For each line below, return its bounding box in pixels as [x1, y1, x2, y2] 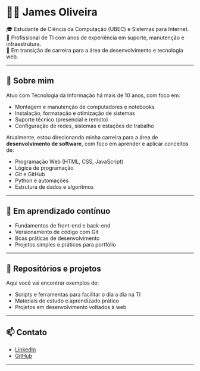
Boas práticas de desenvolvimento [14, 235, 100, 242]
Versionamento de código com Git [14, 228, 99, 235]
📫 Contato [6, 327, 48, 337]
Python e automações [14, 177, 69, 184]
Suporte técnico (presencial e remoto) [14, 116, 108, 123]
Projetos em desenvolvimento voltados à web [14, 304, 127, 311]
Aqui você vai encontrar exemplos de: [6, 279, 99, 286]
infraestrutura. [6, 40, 42, 47]
